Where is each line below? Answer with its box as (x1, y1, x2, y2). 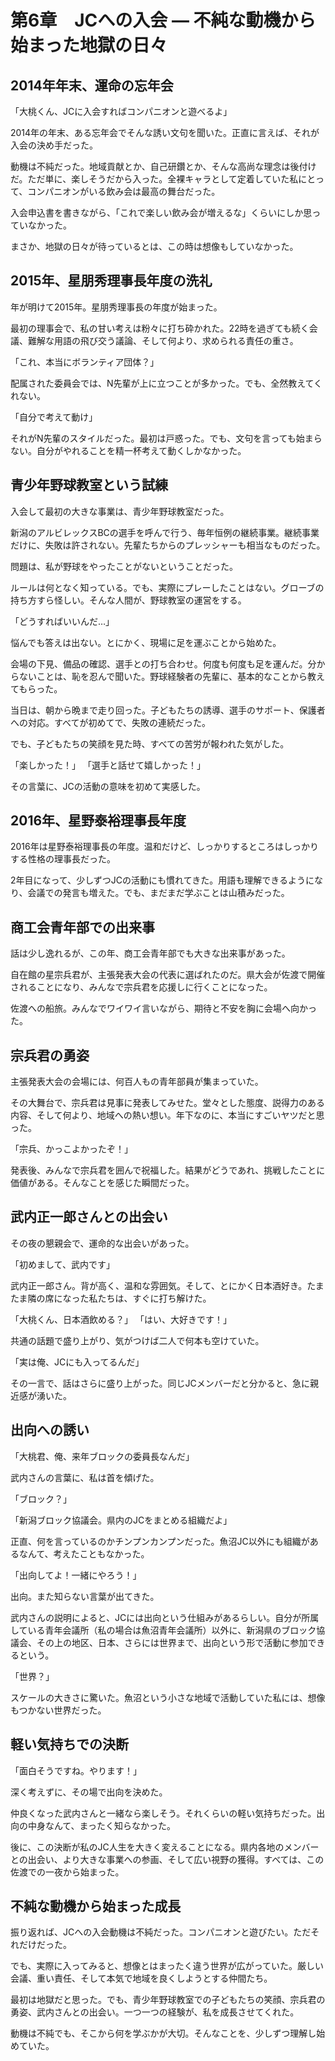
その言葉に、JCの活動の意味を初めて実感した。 (10, 780, 206, 792)
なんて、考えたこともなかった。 (18, 1547, 150, 1560)
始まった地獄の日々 (10, 34, 168, 57)
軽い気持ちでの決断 (10, 1736, 129, 1753)
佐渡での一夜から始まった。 (10, 1866, 125, 1878)
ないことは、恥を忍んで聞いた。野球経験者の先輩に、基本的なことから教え (18, 670, 325, 682)
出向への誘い (10, 1422, 90, 1439)
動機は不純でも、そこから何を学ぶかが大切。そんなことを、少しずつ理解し (10, 2027, 317, 2040)
